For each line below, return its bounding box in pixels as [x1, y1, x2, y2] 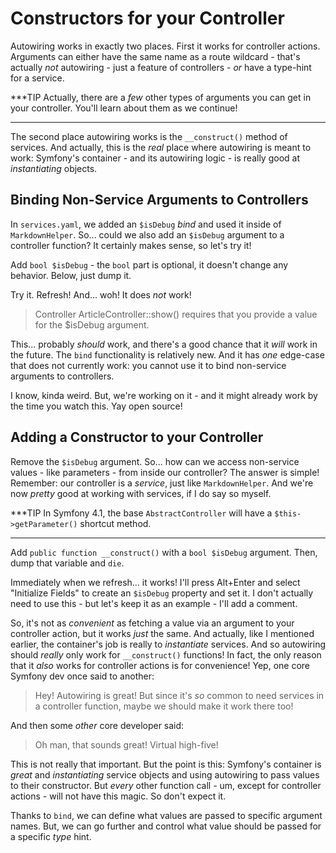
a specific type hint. [10, 830, 92, 842]
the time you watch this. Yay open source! [10, 400, 183, 412]
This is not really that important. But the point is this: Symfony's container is [10, 758, 322, 770]
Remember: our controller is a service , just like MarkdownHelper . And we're [10, 477, 314, 489]
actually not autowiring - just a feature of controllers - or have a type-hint [10, 61, 312, 73]
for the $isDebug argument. [34, 318, 150, 331]
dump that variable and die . [10, 557, 125, 569]
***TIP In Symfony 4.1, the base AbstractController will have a [10, 507, 273, 519]
